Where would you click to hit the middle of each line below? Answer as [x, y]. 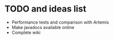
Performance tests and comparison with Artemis [60, 22]
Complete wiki [26, 32]
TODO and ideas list [45, 9]
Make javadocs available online [43, 27]
